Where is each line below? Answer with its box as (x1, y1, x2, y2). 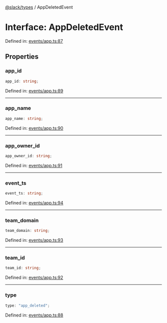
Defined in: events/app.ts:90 (5, 125, 64, 131)
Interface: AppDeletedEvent (5, 22, 123, 33)
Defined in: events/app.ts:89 (5, 88, 64, 94)
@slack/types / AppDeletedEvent (5, 4, 73, 10)
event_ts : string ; (5, 191, 43, 196)
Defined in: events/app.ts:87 (5, 38, 63, 44)
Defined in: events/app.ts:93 (5, 237, 64, 243)
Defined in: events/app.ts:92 (5, 275, 64, 281)
